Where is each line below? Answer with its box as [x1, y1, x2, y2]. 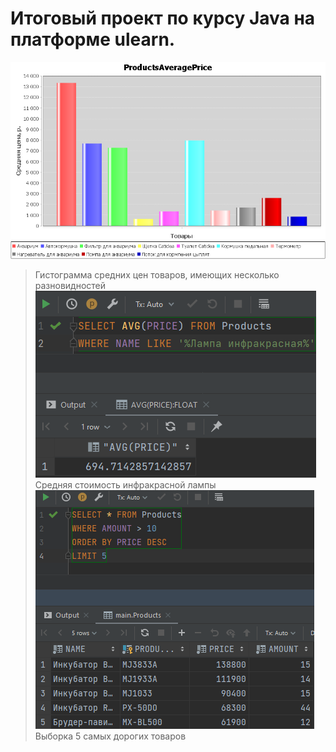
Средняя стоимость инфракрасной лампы [34, 478, 217, 491]
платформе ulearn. [10, 28, 176, 51]
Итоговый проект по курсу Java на [10, 7, 316, 30]
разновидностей [34, 279, 107, 291]
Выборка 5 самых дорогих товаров [34, 730, 187, 742]
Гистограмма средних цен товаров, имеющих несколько [34, 268, 280, 281]
